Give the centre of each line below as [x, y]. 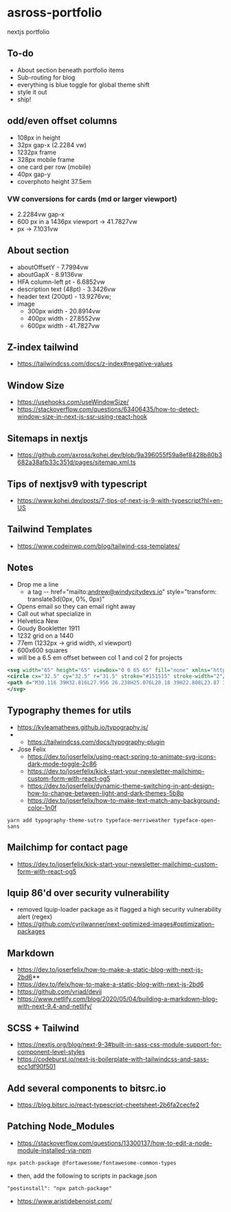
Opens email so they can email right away [76, 606]
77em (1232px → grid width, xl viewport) [74, 642]
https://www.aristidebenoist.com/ [64, 1201]
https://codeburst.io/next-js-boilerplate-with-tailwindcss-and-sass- [113, 1059]
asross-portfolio [55, 13]
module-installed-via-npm [54, 1150]
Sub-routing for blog [46, 77]
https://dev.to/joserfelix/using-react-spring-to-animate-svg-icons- [122, 756]
